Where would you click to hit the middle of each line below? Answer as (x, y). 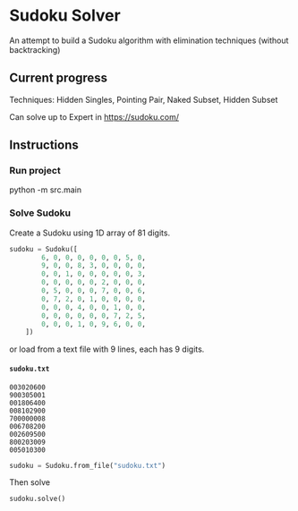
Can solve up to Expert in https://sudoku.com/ (94, 116)
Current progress (59, 78)
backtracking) (35, 49)
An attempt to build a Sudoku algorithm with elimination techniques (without (149, 40)
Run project (35, 171)
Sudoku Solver (65, 16)
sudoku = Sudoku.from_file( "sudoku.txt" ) (88, 465)
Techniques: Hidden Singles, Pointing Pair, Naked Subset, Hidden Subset (144, 99)
